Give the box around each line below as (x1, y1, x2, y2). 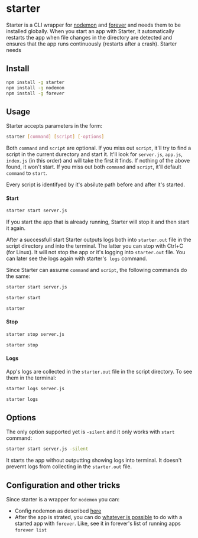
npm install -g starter (6, 79, 65, 85)
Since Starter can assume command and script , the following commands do (6, 267, 187, 274)
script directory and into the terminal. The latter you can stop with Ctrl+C (6, 242, 183, 249)
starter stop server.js (6, 331, 65, 337)
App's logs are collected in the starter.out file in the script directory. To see (6, 368, 193, 375)
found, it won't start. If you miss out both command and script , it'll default (6, 163, 181, 170)
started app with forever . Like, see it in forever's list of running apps (14, 520, 181, 527)
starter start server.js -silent (6, 446, 89, 452)
